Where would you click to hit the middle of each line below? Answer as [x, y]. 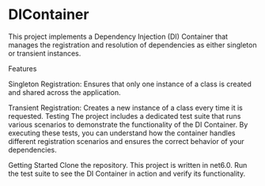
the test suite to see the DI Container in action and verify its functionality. [127, 173]
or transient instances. [45, 53]
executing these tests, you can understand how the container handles [122, 133]
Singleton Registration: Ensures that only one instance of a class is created [130, 84]
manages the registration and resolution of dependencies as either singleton [132, 44]
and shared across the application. [64, 92]
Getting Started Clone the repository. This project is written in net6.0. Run [128, 165]
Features [23, 68]
